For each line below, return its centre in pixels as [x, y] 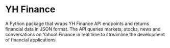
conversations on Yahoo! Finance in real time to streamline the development [85, 34]
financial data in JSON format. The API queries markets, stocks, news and [83, 29]
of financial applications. [31, 40]
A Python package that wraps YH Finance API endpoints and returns [77, 23]
